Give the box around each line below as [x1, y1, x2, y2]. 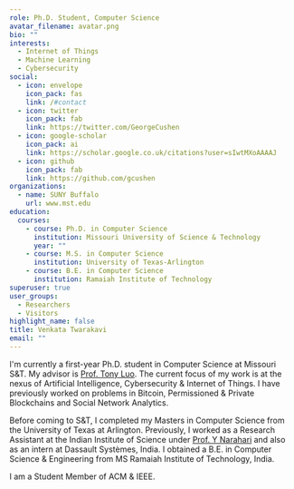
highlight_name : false [9, 317, 95, 327]
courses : [17, 215, 51, 225]
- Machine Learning [17, 55, 91, 64]
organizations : [9, 182, 67, 191]
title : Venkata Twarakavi [9, 326, 107, 335]
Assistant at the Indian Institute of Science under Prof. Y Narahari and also [9, 434, 286, 445]
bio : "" [9, 30, 39, 39]
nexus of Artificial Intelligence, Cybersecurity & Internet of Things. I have [9, 377, 280, 388]
